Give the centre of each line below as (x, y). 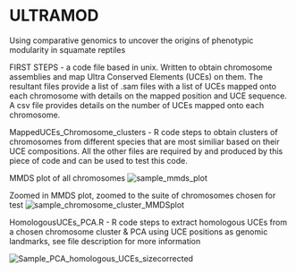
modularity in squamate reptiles (68, 49)
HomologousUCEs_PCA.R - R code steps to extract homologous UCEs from (148, 222)
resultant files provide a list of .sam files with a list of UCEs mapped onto (143, 86)
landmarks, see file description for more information (105, 241)
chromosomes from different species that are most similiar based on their (144, 141)
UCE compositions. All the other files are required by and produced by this (146, 151)
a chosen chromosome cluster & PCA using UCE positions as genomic (139, 231)
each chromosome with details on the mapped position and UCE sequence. (148, 96)
